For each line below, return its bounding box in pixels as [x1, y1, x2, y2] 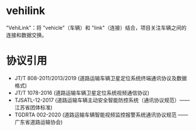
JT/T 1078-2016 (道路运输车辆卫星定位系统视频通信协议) [14, 89, 150, 96]
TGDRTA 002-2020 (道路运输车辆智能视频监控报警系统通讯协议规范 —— [14, 111, 188, 118]
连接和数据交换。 [6, 31, 47, 39]
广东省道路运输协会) [14, 118, 63, 125]
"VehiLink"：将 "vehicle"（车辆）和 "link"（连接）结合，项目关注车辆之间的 [6, 24, 187, 31]
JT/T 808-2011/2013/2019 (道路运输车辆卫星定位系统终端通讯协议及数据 [14, 74, 187, 81]
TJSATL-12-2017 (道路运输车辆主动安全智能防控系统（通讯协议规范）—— [14, 96, 190, 104]
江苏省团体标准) [14, 104, 52, 111]
